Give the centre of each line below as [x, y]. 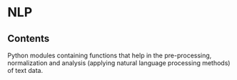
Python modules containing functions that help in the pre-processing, [110, 55]
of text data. [25, 70]
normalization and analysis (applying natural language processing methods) [119, 63]
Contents [29, 39]
